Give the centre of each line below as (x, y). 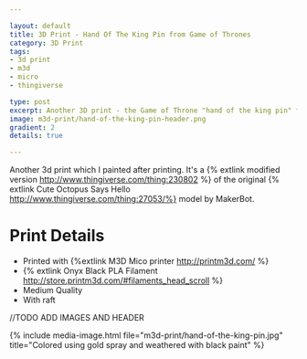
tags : (20, 51)
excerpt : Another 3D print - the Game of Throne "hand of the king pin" (151, 111)
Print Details (57, 236)
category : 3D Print (47, 43)
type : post (30, 101)
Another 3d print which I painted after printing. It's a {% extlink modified (145, 170)
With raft (39, 300)
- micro (24, 77)
